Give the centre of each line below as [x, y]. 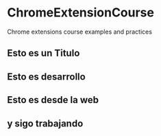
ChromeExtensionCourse [80, 13]
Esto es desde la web [53, 100]
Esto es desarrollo [46, 77]
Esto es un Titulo [44, 53]
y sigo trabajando [45, 123]
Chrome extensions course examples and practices [80, 32]
